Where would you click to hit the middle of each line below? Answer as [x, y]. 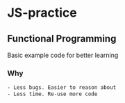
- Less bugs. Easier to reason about [62, 88]
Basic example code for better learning [63, 55]
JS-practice [42, 13]
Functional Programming [62, 39]
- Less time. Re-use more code [52, 94]
